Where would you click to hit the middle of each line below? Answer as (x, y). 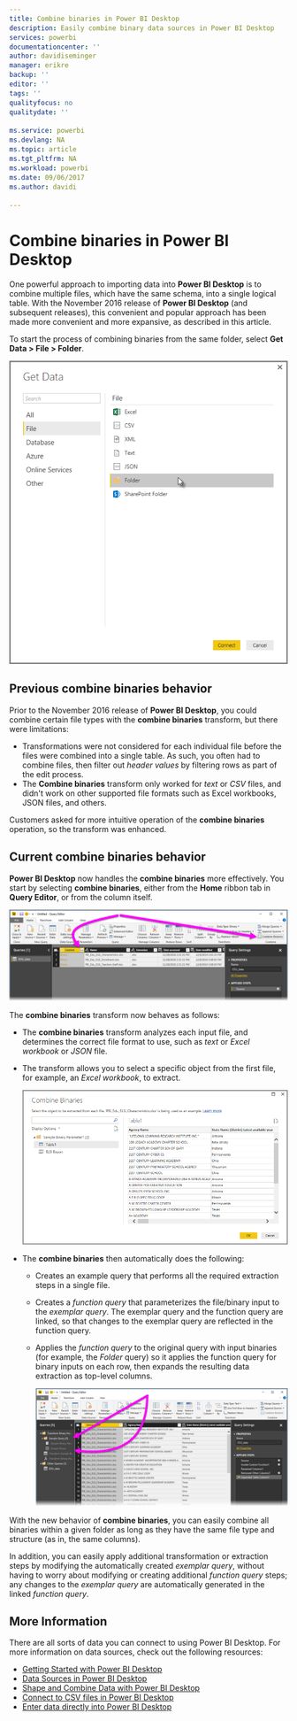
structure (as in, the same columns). (75, 1539)
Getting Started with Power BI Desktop (92, 1670)
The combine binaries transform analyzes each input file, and (135, 1032)
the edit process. (53, 774)
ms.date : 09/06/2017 (47, 177)
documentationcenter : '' (55, 47)
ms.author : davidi (43, 187)
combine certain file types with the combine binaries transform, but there (144, 719)
